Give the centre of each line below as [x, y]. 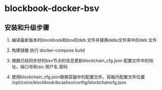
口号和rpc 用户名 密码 [46, 67]
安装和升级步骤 [27, 27]
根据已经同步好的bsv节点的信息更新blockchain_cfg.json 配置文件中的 [80, 60]
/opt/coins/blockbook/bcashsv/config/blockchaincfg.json [69, 82]
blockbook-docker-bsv [52, 8]
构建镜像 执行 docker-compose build [48, 50]
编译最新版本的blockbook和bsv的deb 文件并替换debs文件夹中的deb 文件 [84, 40]
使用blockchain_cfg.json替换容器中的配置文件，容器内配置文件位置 [78, 77]
